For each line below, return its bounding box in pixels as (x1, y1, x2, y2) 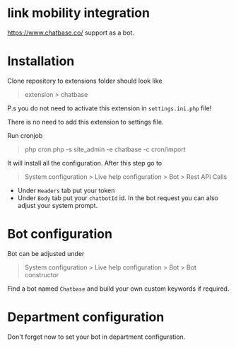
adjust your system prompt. (17, 201, 98, 209)
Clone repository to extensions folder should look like (7, 76, 163, 85)
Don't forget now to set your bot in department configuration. (7, 332, 186, 341)
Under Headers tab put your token (17, 186, 115, 195)
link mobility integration (7, 5, 151, 21)
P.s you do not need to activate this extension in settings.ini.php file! (7, 104, 212, 112)
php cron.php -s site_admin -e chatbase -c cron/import (24, 145, 186, 153)
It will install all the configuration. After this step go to (7, 158, 163, 167)
